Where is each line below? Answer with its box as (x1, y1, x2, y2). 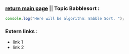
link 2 (12, 45, 24, 51)
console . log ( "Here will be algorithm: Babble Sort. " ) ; (5, 16, 124, 21)
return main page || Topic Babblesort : (5, 5, 100, 12)
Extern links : (5, 28, 38, 35)
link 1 (12, 39, 24, 45)
